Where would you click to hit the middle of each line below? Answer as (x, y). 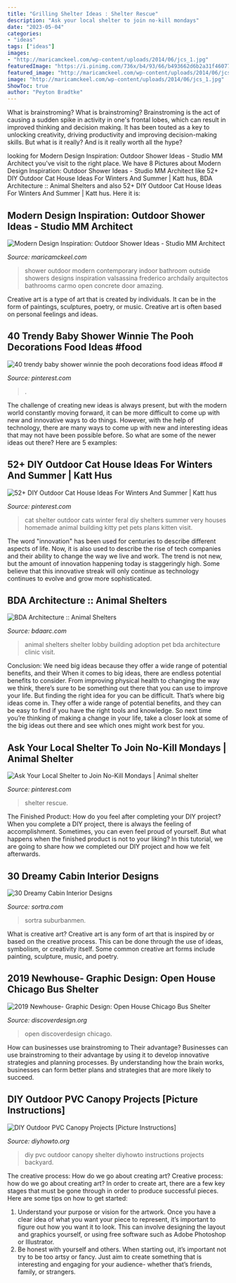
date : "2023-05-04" (36, 27)
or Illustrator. (36, 1241)
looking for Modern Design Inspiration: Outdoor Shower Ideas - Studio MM (115, 156)
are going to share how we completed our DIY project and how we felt (109, 847)
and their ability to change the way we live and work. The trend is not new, (115, 556)
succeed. (21, 1077)
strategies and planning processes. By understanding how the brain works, (116, 1062)
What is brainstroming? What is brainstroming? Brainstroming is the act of (114, 113)
